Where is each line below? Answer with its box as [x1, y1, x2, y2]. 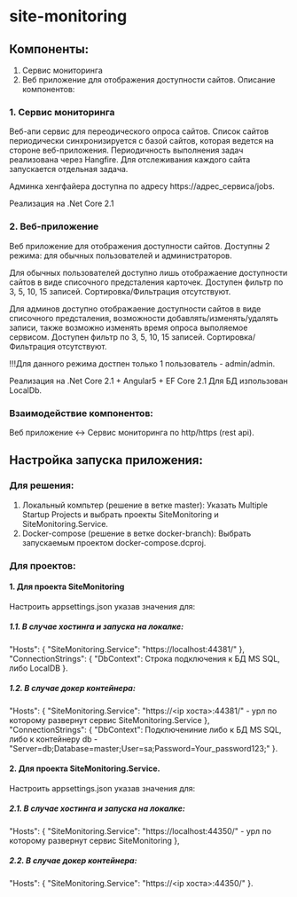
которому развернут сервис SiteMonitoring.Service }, [9, 714, 210, 725]
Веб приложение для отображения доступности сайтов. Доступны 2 [9, 240, 270, 251]
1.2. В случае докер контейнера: [9, 683, 136, 694]
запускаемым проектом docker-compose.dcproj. [21, 537, 207, 547]
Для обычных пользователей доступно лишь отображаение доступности [9, 267, 288, 278]
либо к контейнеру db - [9, 734, 98, 744]
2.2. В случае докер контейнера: [9, 855, 137, 866]
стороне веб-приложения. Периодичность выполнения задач [9, 145, 244, 156]
